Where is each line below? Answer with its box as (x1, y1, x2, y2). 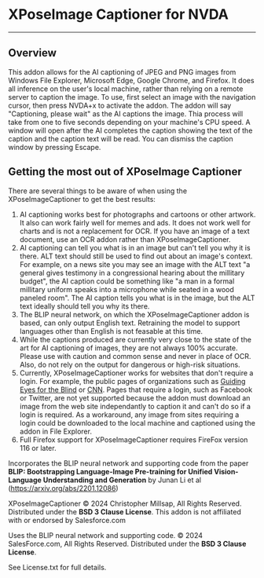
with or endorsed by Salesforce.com (8, 515, 126, 525)
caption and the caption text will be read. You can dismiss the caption (8, 134, 233, 143)
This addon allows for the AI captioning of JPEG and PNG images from (8, 67, 236, 76)
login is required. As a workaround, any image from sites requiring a (19, 410, 240, 419)
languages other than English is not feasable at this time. (19, 326, 203, 335)
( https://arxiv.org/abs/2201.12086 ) (8, 483, 119, 492)
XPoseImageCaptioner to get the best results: (8, 194, 156, 203)
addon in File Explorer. (19, 426, 93, 436)
